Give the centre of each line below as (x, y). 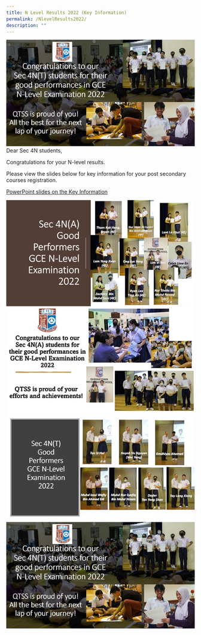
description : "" (26, 25)
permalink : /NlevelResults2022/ (46, 19)
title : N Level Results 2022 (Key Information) (67, 13)
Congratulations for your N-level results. (56, 162)
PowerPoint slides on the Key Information (57, 191)
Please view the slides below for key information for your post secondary (96, 173)
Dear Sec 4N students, (34, 151)
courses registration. (32, 180)
